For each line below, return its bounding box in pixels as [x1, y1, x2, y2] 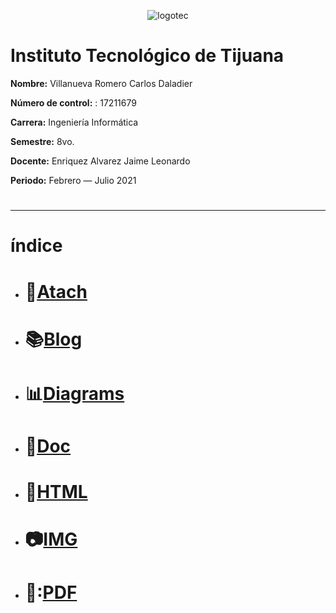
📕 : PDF [24, 581, 78, 604]
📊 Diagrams [24, 382, 125, 405]
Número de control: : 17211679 [10, 96, 137, 109]
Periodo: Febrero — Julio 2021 [10, 174, 137, 186]
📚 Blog [24, 328, 83, 350]
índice [10, 235, 63, 257]
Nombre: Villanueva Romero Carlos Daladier [10, 77, 193, 89]
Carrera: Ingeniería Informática [10, 116, 139, 128]
